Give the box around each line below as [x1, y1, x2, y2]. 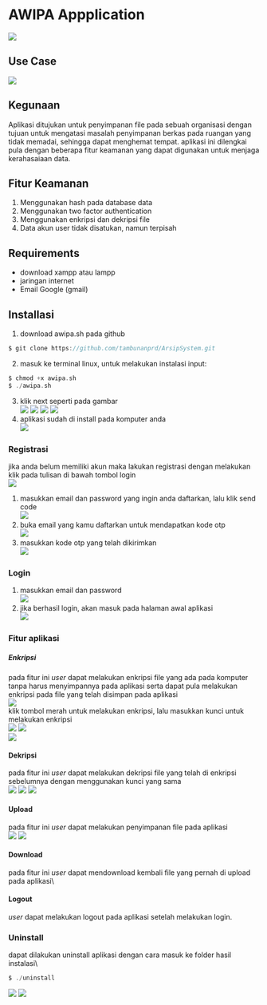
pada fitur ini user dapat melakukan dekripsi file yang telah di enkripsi [8, 768, 237, 777]
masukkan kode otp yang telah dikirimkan [19, 537, 157, 548]
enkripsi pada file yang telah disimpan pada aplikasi [8, 690, 179, 699]
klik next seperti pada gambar [19, 396, 118, 406]
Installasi [8, 307, 54, 321]
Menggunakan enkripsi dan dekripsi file [19, 215, 150, 224]
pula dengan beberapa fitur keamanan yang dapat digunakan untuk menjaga [8, 145, 260, 155]
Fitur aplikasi [8, 633, 60, 644]
